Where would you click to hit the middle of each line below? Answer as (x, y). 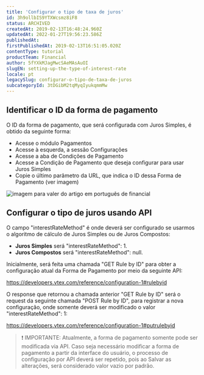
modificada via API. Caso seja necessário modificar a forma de (100, 346)
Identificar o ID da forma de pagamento (82, 110)
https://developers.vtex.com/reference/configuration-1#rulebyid (87, 282)
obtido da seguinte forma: (39, 131)
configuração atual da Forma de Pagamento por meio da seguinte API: (94, 270)
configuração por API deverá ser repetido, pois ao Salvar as (96, 359)
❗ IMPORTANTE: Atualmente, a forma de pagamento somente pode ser (109, 337)
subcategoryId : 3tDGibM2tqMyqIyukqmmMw (57, 86)
